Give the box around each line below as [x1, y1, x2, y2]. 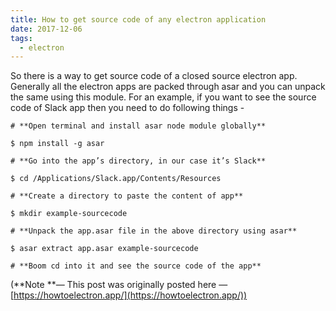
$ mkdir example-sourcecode [10, 209, 128, 219]
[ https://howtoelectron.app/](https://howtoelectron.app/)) [10, 289, 248, 301]
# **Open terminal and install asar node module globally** [10, 121, 267, 131]
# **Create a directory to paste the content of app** [10, 191, 244, 201]
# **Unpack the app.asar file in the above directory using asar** [10, 226, 298, 236]
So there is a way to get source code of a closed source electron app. [10, 70, 298, 82]
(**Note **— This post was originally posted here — [10, 279, 228, 291]
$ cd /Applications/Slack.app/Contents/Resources [10, 174, 222, 184]
